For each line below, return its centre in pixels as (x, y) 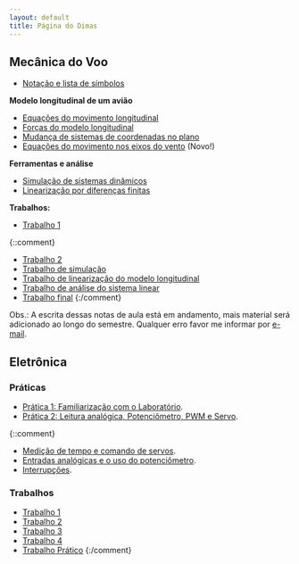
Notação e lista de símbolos (73, 83)
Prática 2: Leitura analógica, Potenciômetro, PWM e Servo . (130, 416)
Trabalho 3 (42, 531)
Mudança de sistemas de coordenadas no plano (111, 137)
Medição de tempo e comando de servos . (99, 451)
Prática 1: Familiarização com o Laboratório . (103, 406)
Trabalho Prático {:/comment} (77, 551)
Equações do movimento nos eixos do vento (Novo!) (119, 146)
